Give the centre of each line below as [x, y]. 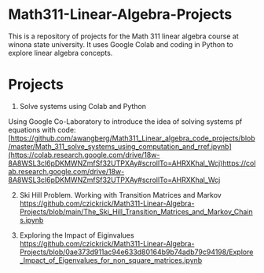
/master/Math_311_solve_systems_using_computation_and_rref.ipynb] [120, 146]
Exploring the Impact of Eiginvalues [77, 235]
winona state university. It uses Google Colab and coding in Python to [121, 44]
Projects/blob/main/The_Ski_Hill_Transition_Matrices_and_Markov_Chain [136, 211]
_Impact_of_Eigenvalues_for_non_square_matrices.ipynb [111, 260]
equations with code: [42, 129]
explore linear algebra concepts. [60, 53]
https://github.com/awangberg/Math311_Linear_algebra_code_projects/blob [133, 138]
